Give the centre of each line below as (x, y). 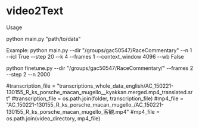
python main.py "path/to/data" (44, 39)
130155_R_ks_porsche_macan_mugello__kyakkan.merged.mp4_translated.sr (99, 92)
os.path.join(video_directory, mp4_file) (53, 118)
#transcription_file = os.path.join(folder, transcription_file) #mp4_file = (97, 98)
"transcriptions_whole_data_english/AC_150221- (115, 86)
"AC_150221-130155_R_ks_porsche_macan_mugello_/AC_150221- (85, 104)
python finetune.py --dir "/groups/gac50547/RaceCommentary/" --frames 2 (100, 68)
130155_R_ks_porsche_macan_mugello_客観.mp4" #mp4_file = (83, 111)
